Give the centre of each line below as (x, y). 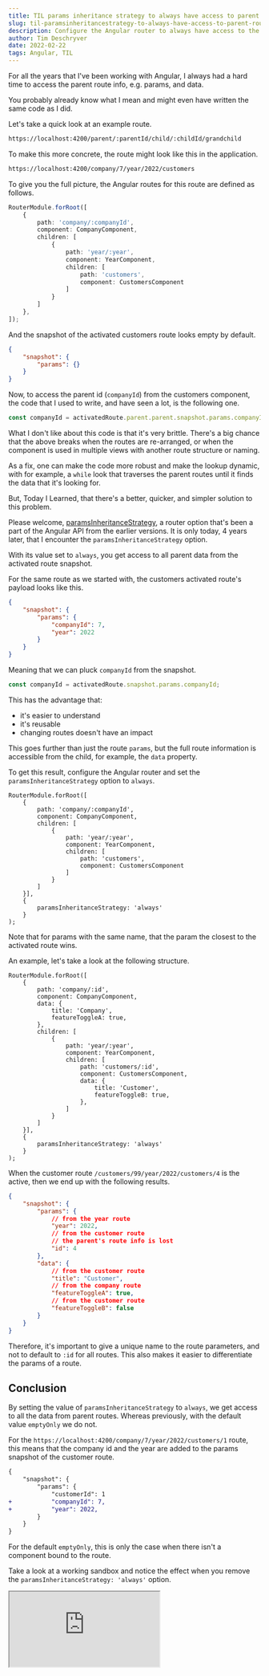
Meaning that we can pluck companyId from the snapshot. (102, 670)
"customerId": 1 (78, 1494)
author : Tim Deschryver (48, 38)
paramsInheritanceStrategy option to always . (82, 780)
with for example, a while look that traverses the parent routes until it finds (131, 474)
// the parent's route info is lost (112, 1241)
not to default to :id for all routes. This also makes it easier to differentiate (130, 1354)
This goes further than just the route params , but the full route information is (132, 748)
